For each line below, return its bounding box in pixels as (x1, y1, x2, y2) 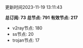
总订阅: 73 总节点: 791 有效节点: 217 (5, 15, 78, 21)
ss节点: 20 (12, 31, 34, 37)
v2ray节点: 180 (12, 25, 43, 31)
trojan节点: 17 (12, 37, 40, 43)
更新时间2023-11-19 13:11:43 (5, 4, 63, 10)
